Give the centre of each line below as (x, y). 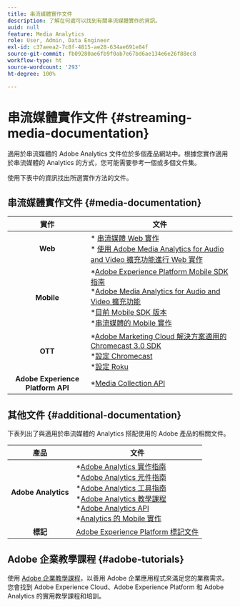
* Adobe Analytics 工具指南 (121, 488)
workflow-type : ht (35, 61)
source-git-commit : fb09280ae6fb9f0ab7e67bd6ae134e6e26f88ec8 (102, 54)
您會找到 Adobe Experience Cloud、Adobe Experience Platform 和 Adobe (116, 587)
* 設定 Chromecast (121, 356)
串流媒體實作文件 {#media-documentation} (105, 202)
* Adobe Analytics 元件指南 (121, 478)
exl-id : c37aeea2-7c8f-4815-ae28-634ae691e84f (78, 47)
